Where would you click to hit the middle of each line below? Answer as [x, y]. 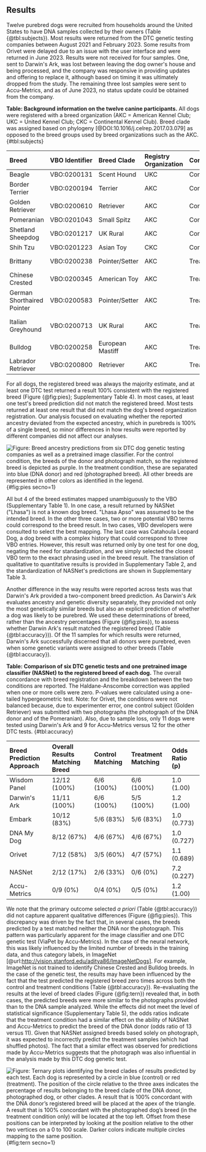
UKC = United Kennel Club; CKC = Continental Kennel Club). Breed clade [98, 122]
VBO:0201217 [71, 233]
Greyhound [25, 329]
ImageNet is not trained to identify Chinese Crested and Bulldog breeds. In [100, 967]
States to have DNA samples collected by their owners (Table [84, 31]
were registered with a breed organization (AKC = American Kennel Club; [99, 115]
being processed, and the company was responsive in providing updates [98, 71]
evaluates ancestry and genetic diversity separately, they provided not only [101, 602]
